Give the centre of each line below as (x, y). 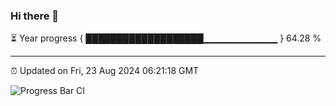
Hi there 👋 (35, 16)
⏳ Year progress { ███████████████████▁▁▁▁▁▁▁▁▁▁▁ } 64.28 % (166, 38)
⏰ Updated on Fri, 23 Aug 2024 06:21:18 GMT (105, 71)
